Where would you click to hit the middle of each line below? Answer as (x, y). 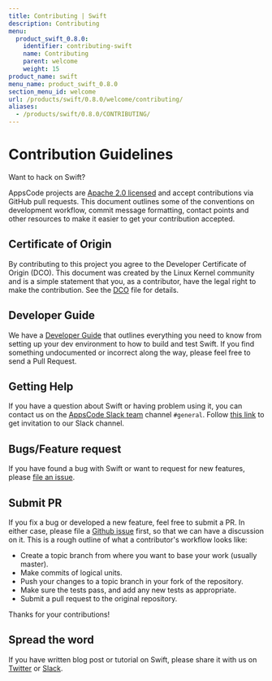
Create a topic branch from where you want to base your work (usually (138, 555)
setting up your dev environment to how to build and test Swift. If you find (132, 343)
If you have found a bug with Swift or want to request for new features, (127, 469)
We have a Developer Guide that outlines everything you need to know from (135, 335)
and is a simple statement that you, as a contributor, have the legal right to (132, 281)
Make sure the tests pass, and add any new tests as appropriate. (128, 590)
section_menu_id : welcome (52, 92)
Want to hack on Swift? (47, 177)
